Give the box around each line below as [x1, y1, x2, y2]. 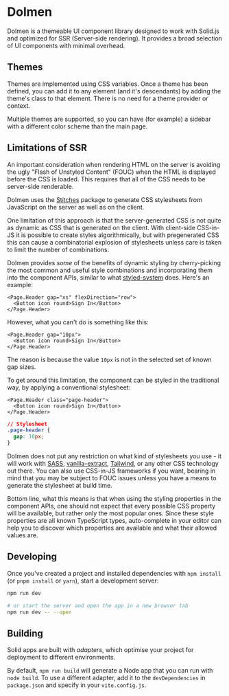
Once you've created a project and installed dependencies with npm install [7, 569, 221, 577]
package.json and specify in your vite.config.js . [7, 681, 147, 689]
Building [7, 627, 43, 639]
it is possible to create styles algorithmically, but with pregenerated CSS [16, 231, 219, 239]
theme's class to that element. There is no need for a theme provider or [7, 94, 208, 102]
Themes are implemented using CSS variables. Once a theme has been [7, 80, 208, 88]
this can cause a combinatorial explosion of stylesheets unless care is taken [7, 238, 222, 246]
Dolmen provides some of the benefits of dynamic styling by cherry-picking [7, 258, 221, 267]
